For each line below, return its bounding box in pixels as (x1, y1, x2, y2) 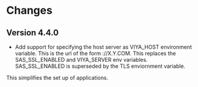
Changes (6, 4, 53, 17)
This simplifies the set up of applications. (6, 74, 109, 81)
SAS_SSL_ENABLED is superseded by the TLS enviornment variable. (14, 62, 186, 70)
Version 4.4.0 (6, 28, 59, 38)
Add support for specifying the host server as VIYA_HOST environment (14, 43, 192, 50)
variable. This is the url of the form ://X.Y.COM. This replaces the (14, 50, 176, 57)
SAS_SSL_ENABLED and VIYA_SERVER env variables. (14, 56, 148, 63)
